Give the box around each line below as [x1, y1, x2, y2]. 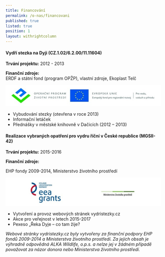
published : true [5, 18, 39, 23]
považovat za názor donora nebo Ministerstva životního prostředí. [5, 246, 140, 252]
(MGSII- [139, 133, 156, 139]
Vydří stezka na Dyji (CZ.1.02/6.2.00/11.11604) [5, 50, 102, 56]
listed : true [5, 24, 33, 29]
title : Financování [5, 8, 46, 13]
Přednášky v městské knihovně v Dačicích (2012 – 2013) [12, 122, 127, 128]
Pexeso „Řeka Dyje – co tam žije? [12, 221, 80, 227]
